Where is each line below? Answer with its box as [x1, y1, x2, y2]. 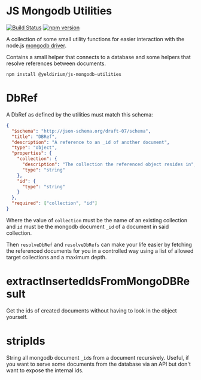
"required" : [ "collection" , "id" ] [11, 200, 98, 207]
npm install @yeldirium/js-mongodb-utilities [6, 71, 121, 77]
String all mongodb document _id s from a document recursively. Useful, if [6, 354, 190, 361]
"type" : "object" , [11, 145, 58, 151]
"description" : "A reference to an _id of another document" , [11, 139, 170, 145]
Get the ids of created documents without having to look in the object [6, 307, 178, 314]
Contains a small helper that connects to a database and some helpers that [6, 53, 191, 60]
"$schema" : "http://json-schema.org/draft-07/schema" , [11, 128, 151, 134]
